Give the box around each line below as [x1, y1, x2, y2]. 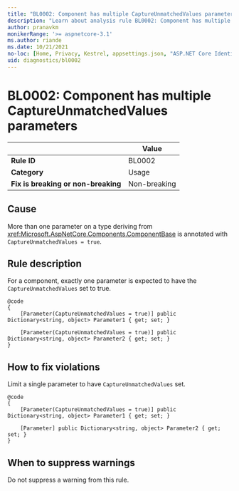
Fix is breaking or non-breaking [11, 179, 122, 189]
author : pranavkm [7, 24, 59, 31]
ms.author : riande [7, 37, 62, 44]
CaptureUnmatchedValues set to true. [7, 284, 112, 293]
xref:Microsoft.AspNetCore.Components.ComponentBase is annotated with [7, 229, 228, 238]
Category [11, 167, 44, 177]
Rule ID [11, 155, 36, 165]
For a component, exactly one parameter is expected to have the [7, 276, 197, 285]
